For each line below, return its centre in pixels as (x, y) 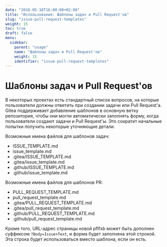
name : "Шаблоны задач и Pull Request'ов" (58, 52)
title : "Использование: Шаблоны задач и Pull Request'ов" (67, 15)
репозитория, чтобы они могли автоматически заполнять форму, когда (82, 116)
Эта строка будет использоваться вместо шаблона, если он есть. (76, 239)
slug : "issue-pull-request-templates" (46, 19)
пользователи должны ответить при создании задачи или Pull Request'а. (83, 105)
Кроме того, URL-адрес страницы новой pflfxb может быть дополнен (80, 228)
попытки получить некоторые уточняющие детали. (60, 127)
